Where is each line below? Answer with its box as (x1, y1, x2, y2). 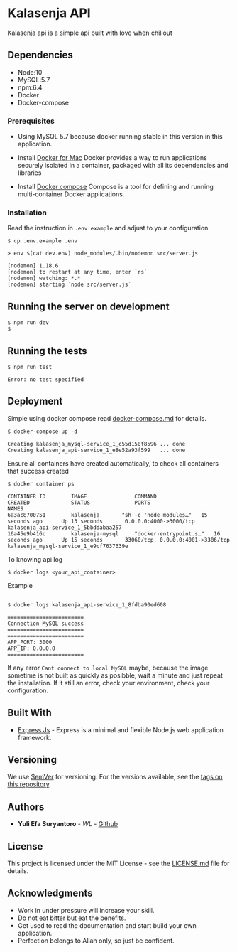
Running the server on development (7, 300, 170, 312)
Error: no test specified (7, 375, 84, 383)
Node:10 (17, 68, 43, 76)
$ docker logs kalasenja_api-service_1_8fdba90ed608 (7, 601, 167, 609)
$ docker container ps (7, 480, 75, 488)
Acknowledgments (7, 887, 94, 899)
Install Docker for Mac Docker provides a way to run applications (17, 154, 207, 162)
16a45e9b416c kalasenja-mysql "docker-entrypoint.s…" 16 (7, 530, 221, 537)
